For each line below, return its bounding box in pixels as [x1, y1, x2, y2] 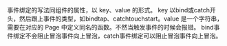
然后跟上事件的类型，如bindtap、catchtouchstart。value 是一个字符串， [19, 14, 224, 23]
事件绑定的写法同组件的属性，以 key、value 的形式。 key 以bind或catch [7, 6, 210, 14]
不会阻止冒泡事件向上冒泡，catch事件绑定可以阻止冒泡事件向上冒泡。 [25, 32, 222, 40]
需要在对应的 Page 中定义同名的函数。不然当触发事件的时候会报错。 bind [7, 23, 215, 31]
